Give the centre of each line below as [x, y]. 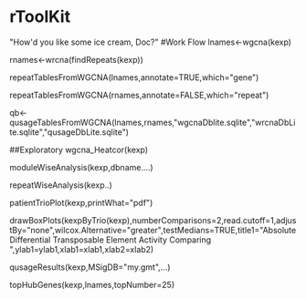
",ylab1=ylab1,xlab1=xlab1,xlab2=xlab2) [82, 249]
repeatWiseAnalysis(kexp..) [61, 185]
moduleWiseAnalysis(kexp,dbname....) [81, 167]
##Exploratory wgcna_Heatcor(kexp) [79, 149]
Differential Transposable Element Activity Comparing [111, 240]
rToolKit [40, 17]
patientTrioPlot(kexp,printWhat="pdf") [81, 202]
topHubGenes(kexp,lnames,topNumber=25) [92, 284]
